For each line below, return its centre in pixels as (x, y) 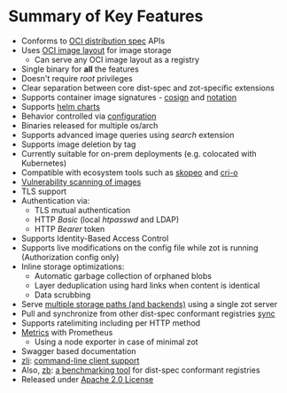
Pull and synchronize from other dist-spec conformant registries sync (148, 313)
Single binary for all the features (80, 69)
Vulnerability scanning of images (81, 181)
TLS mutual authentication (82, 210)
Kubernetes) (44, 163)
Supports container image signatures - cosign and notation (128, 97)
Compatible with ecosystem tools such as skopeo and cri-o (129, 172)
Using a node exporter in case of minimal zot (116, 342)
